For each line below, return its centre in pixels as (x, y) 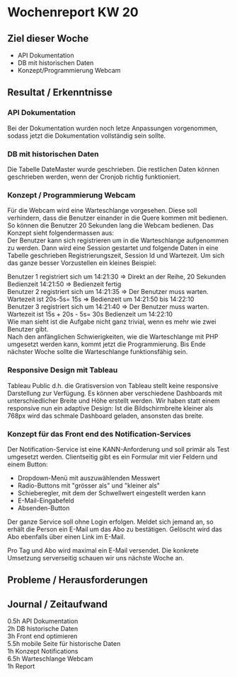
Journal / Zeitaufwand (58, 604)
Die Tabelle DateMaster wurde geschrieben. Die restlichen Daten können (113, 169)
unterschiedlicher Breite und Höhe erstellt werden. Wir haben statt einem (114, 401)
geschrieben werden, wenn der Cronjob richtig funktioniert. (94, 177)
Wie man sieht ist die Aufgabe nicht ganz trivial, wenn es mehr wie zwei (112, 322)
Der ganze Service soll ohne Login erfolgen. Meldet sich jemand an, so (110, 522)
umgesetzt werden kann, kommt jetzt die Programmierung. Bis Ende (107, 344)
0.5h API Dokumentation (43, 621)
